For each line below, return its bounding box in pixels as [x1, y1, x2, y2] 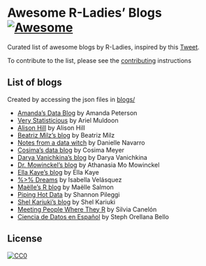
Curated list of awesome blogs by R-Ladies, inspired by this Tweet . [7, 43, 200, 51]
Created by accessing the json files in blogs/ [7, 95, 135, 103]
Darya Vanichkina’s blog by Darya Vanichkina [17, 153, 148, 161]
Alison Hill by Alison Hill [17, 124, 85, 132]
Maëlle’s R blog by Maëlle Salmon [17, 183, 114, 191]
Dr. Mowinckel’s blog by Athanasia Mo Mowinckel [17, 161, 160, 169]
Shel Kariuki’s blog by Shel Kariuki [17, 198, 116, 206]
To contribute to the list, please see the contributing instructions [7, 56, 192, 64]
